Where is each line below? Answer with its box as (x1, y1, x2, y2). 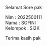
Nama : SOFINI (5, 20, 36, 26)
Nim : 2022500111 (5, 14, 42, 20)
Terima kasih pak (5, 35, 41, 41)
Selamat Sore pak (5, 5, 42, 10)
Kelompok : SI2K (5, 25, 40, 31)
